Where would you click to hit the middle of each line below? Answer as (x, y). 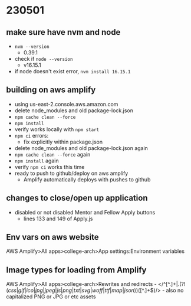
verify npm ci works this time (50, 167)
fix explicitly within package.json (63, 142)
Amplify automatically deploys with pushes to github (87, 179)
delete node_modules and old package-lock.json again (81, 148)
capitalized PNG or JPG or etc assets (51, 297)
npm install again (37, 161)
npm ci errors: (32, 135)
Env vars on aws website (52, 237)
